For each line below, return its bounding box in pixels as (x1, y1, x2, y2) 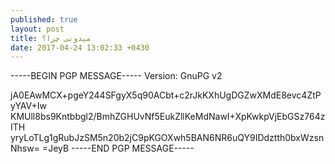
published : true (10, 14, 78, 25)
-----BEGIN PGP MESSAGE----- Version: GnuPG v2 (10, 70, 223, 82)
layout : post (10, 24, 65, 34)
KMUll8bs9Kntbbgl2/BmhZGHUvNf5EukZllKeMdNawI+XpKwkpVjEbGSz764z (10, 111, 326, 123)
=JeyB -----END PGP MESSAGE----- (41, 142, 195, 155)
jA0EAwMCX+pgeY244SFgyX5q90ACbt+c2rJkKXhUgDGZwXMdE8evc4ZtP (10, 89, 322, 101)
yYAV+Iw (10, 100, 47, 112)
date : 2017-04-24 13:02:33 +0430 (10, 42, 150, 53)
